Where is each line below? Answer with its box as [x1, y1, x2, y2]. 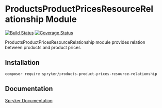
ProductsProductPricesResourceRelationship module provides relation [5, 39, 146, 45]
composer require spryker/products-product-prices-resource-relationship [5, 72, 158, 76]
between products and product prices [5, 44, 81, 50]
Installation [5, 58, 40, 67]
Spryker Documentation [5, 97, 53, 103]
